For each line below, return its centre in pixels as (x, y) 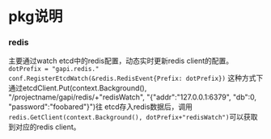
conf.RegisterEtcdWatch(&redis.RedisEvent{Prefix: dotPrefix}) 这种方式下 (136, 78)
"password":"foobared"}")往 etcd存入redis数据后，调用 (100, 107)
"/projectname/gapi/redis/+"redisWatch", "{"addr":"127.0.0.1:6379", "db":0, (133, 97)
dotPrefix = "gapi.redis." (54, 69)
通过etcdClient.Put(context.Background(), (78, 88)
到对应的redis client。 (44, 127)
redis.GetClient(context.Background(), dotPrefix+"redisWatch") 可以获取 (133, 117)
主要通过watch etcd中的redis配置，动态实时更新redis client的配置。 (121, 61)
